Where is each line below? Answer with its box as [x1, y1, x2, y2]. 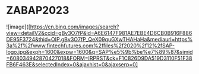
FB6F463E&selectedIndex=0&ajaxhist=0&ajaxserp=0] [6, 60, 138, 68]
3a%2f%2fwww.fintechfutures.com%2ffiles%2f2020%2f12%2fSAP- [6, 42, 175, 49]
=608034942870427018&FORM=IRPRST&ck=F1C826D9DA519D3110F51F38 [6, 54, 192, 62]
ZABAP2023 [6, 4, 70, 17]
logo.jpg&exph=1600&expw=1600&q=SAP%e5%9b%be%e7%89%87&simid [6, 48, 193, 55]
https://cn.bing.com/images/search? [30, 23, 119, 30]
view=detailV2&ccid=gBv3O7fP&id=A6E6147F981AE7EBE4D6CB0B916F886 [6, 29, 192, 36]
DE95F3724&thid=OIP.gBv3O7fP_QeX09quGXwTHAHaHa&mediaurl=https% [6, 36, 193, 43]
